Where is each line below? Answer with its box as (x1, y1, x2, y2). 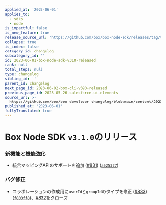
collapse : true (5, 40, 37, 45)
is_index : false (5, 44, 39, 49)
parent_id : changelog (5, 81, 50, 86)
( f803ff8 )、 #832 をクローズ (12, 194, 68, 201)
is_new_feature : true (5, 30, 50, 35)
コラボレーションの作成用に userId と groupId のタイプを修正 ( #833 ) (12, 188, 147, 194)
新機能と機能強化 (5, 150, 46, 157)
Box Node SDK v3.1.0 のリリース (5, 132, 137, 143)
